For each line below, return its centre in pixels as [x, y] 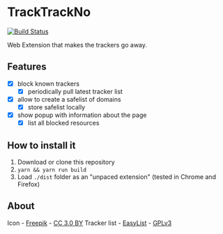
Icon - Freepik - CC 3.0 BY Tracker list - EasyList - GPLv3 [90, 223]
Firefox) [29, 184]
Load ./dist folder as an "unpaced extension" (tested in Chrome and [116, 177]
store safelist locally [56, 107]
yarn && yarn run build [52, 170]
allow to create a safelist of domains [69, 99]
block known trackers [48, 84]
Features [27, 67]
